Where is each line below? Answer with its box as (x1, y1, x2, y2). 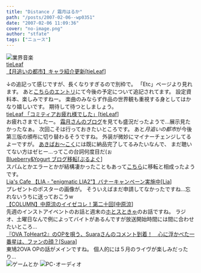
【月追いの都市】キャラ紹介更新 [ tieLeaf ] (6, 68, 106, 75)
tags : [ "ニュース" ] (6, 37, 51, 43)
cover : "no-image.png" (6, 25, 63, 32)
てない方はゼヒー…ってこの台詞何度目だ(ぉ (6, 148, 113, 155)
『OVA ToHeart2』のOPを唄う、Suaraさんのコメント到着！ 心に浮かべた (6, 230, 190, 238)
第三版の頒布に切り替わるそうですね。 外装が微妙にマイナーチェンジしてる (6, 133, 192, 140)
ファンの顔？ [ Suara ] (26, 238, 77, 245)
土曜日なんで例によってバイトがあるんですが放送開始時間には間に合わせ (16, 215, 194, 223)
